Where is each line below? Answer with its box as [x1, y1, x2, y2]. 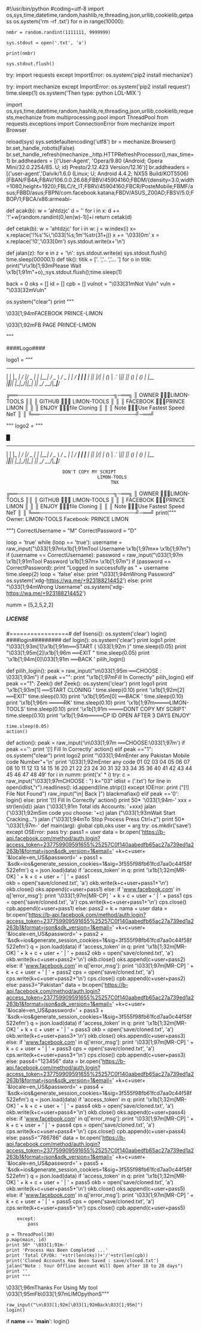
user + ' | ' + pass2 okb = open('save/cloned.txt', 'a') [44, 949, 174, 956]
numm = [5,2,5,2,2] [6, 601, 54, 608]
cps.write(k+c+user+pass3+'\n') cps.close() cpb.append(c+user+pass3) [6, 1051, 186, 1058]
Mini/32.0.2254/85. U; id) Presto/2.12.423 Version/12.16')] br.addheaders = [6, 164, 190, 170]
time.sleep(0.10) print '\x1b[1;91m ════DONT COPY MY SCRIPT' [26, 705, 187, 712]
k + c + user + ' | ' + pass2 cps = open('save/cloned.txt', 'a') [6, 968, 155, 975]
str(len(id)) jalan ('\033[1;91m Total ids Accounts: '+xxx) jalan [6, 803, 156, 810]
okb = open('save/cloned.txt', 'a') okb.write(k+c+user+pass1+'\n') [6, 879, 169, 886]
